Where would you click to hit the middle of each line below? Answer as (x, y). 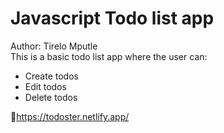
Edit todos (45, 86)
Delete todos (51, 97)
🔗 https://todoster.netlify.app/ (70, 116)
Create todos (51, 76)
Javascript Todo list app (112, 18)
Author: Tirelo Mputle (54, 46)
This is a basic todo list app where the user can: (109, 56)
